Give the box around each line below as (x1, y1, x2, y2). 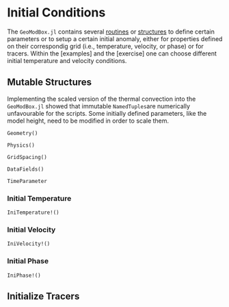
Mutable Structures (7, 77, 92, 88)
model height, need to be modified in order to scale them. (7, 116, 170, 125)
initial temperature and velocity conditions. (7, 56, 127, 64)
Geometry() (7, 130, 38, 136)
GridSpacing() (7, 153, 48, 160)
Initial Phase (7, 256, 49, 266)
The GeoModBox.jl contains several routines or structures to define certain (7, 27, 215, 36)
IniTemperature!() (7, 209, 59, 217)
